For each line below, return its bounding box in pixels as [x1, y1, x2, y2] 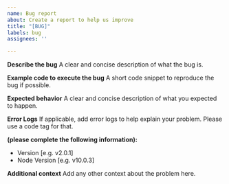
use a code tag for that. [7, 122, 74, 130]
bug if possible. [7, 81, 52, 89]
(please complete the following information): [7, 135, 138, 144]
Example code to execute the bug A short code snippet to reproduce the [7, 73, 215, 82]
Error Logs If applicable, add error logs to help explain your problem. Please [7, 115, 223, 124]
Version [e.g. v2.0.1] [17, 149, 74, 157]
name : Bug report [7, 10, 57, 17]
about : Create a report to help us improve [7, 16, 134, 23]
